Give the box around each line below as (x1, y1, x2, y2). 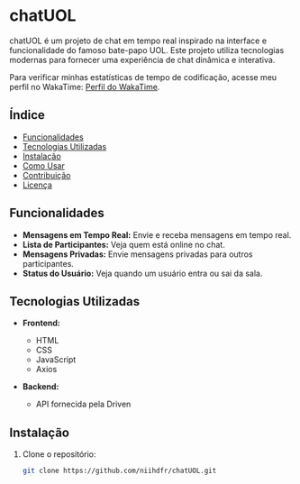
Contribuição (22, 169, 71, 180)
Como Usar (22, 160, 65, 171)
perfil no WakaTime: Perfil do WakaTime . (9, 81, 160, 92)
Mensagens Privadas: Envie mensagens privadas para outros (22, 249, 253, 260)
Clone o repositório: (22, 449, 96, 460)
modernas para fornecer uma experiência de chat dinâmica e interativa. (9, 54, 276, 65)
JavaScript (35, 354, 77, 365)
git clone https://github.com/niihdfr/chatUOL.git (22, 466, 217, 476)
